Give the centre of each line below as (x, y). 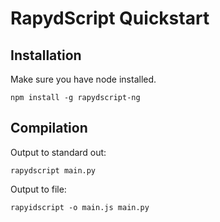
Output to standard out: (58, 152)
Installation (46, 55)
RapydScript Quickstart (110, 18)
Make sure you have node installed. (83, 79)
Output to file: (38, 189)
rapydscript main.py (53, 170)
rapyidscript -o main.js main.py (80, 207)
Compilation (49, 128)
